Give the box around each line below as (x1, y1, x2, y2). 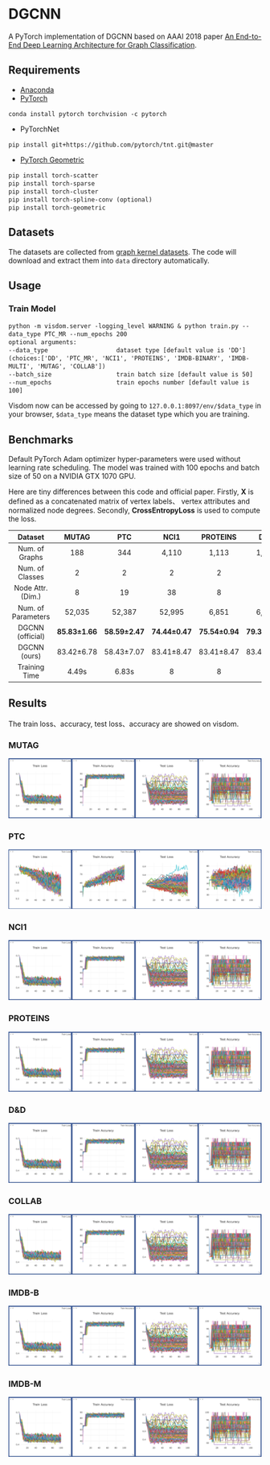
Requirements (8, 64, 80, 77)
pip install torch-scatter (8, 171, 99, 180)
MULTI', (8, 363, 35, 371)
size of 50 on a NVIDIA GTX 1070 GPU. (8, 471, 137, 481)
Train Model (8, 303, 56, 314)
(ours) (20, 651, 42, 661)
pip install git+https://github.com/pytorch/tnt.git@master (8, 140, 215, 149)
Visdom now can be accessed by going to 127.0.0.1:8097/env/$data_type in (8, 400, 262, 411)
